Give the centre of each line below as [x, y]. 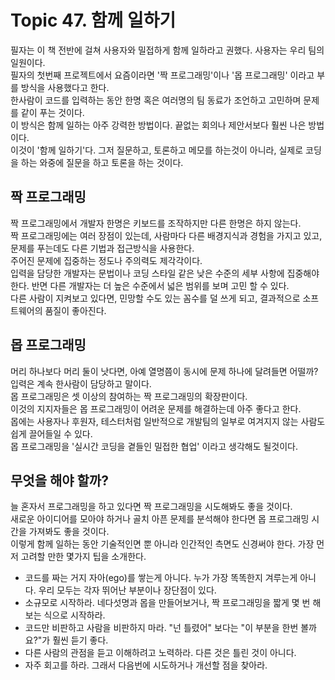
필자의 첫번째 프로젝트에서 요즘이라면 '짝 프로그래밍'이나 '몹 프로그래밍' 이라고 [162, 75]
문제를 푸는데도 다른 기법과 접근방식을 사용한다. [102, 248]
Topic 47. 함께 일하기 [93, 20]
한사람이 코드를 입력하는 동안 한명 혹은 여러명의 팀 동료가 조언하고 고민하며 [156, 100]
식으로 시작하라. [74, 615]
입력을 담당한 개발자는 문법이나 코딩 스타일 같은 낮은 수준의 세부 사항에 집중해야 [165, 273]
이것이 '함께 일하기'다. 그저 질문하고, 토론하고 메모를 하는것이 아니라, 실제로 [157, 150]
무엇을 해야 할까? [59, 480]
